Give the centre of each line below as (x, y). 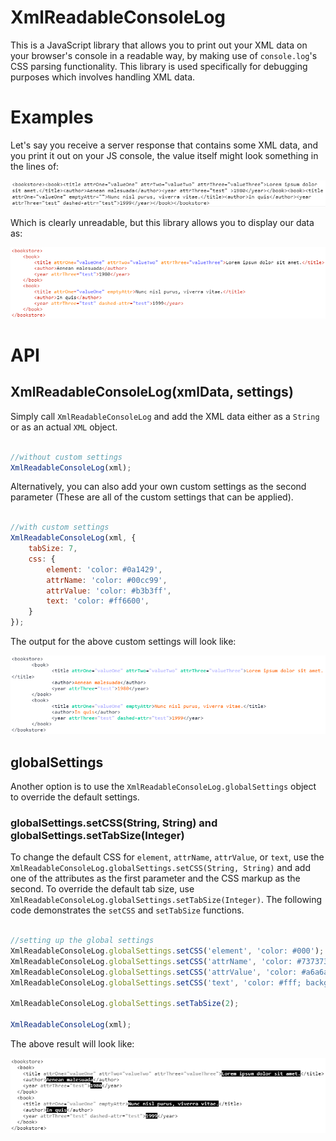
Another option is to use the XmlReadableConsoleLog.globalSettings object (163, 787)
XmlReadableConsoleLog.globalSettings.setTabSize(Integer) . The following (166, 900)
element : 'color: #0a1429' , (104, 569)
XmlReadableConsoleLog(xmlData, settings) (152, 392)
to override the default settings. (75, 797)
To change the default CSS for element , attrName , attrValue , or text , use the (167, 857)
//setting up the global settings (82, 941)
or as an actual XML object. (64, 427)
